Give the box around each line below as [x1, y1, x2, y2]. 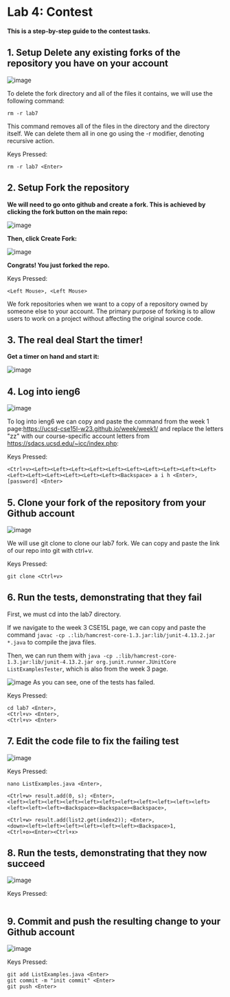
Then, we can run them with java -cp [7, 651, 113, 660]
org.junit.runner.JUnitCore [95, 658, 176, 665]
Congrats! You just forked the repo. [7, 261, 110, 269]
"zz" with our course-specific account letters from [7, 432, 150, 441]
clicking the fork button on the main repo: [7, 207, 128, 216]
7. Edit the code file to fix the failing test [7, 735, 179, 747]
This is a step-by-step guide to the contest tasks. [7, 27, 151, 35]
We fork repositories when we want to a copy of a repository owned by [7, 300, 208, 308]
